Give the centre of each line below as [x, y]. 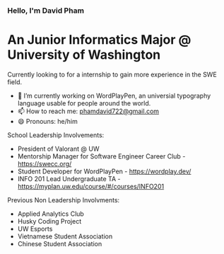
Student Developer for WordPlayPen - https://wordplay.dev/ [104, 171]
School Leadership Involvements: [56, 135]
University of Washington [84, 55]
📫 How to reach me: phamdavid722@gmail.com [88, 111]
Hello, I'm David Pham [46, 11]
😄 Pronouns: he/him [47, 121]
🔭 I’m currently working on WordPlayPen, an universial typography [114, 96]
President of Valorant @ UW [58, 149]
